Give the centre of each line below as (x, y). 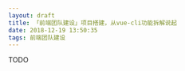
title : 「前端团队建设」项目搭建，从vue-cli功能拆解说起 (93, 23)
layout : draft (32, 15)
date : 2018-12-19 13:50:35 (53, 30)
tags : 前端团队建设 (37, 37)
